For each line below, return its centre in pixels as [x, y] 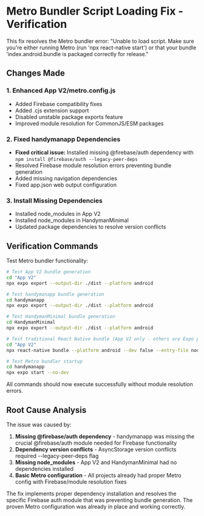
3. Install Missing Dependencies [55, 201]
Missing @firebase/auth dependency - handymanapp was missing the [105, 436]
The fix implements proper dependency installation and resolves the [92, 493]
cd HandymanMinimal [31, 322]
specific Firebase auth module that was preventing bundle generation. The [100, 500]
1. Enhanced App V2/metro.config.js [61, 91]
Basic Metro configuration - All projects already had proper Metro [98, 475]
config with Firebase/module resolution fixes [71, 482]
